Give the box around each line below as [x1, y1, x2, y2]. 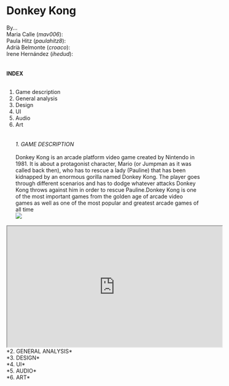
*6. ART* [6, 373, 31, 381]
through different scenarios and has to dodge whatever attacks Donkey [15, 179, 196, 187]
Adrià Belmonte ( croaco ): [6, 44, 71, 51]
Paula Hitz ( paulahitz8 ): [6, 37, 66, 44]
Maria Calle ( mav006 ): [6, 30, 63, 37]
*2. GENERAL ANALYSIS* [6, 347, 72, 355]
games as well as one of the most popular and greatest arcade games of [15, 199, 199, 207]
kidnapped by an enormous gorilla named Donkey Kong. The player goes [15, 173, 201, 180]
